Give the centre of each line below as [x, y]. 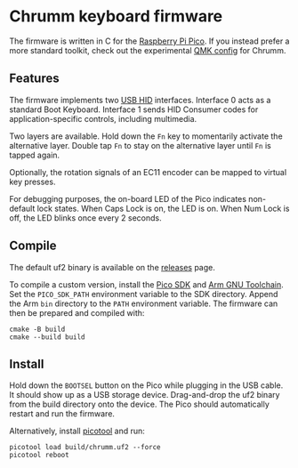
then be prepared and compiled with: [77, 312]
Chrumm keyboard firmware [116, 16]
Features [34, 79]
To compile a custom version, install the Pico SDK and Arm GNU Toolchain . [146, 284]
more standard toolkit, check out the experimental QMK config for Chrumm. [148, 50]
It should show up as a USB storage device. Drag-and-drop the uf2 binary [145, 395]
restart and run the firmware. [62, 414]
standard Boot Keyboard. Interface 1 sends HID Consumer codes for [134, 109]
